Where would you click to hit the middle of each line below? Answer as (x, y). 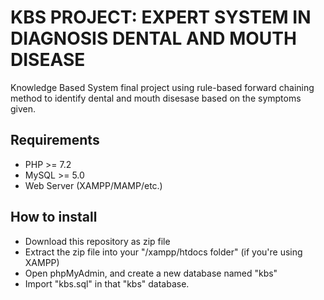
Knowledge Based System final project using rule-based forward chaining (162, 87)
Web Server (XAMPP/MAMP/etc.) (93, 185)
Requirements (55, 140)
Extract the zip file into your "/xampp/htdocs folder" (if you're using (163, 252)
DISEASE (48, 60)
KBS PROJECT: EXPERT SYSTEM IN (161, 17)
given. (23, 108)
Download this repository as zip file (97, 241)
